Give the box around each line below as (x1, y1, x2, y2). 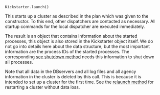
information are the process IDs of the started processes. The (5, 49, 130, 54)
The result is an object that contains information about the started (5, 33, 137, 39)
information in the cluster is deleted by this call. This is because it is (5, 74, 141, 79)
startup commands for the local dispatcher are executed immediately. (5, 24, 145, 29)
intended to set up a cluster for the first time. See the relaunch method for (5, 79, 154, 85)
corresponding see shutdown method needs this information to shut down (5, 54, 155, 60)
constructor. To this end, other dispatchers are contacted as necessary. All (5, 19, 156, 24)
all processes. (5, 59, 33, 65)
